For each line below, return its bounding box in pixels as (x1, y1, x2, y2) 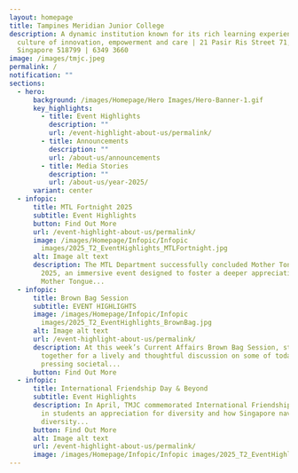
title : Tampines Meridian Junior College (9, 21, 165, 30)
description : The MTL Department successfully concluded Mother (32, 261, 276, 270)
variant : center (32, 186, 93, 195)
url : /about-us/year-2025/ (48, 178, 149, 187)
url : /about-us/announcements (48, 153, 161, 162)
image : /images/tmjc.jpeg (9, 54, 105, 63)
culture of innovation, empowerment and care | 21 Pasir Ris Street (17, 37, 276, 47)
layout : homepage (9, 12, 74, 22)
